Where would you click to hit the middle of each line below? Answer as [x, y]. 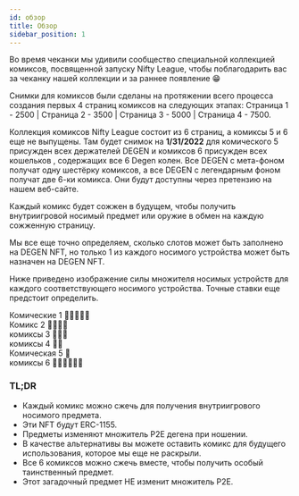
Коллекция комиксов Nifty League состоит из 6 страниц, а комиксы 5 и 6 [149, 132]
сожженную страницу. [52, 225]
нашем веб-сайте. [44, 189]
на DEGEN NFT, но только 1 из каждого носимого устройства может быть [149, 252]
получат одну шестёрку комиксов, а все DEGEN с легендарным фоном [145, 170]
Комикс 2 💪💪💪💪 [39, 325]
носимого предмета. [62, 415]
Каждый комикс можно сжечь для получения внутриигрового [141, 405]
